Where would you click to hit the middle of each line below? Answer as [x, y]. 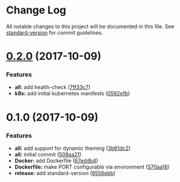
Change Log [36, 10]
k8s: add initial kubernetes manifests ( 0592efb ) [72, 94]
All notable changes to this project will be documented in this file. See [90, 26]
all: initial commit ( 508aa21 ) [48, 154]
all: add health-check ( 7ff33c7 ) [52, 87]
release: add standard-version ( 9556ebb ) [65, 173]
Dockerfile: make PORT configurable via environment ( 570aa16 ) [92, 167]
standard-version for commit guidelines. [55, 32]
